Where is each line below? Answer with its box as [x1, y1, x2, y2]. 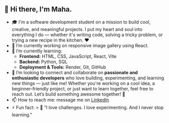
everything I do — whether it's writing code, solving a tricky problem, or [11, 32, 163, 38]
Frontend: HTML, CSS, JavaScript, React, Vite [19, 53, 117, 59]
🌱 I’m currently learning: [11, 48, 62, 54]
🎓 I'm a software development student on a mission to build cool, [11, 19, 151, 25]
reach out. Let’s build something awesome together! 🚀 [11, 91, 126, 97]
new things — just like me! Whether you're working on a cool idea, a [11, 80, 155, 86]
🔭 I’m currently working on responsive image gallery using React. [11, 42, 149, 48]
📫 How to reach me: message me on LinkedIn [11, 97, 109, 103]
